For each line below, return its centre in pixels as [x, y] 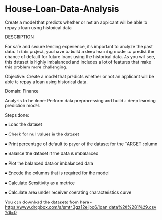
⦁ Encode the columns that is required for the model [57, 173]
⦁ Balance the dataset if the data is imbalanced [52, 153]
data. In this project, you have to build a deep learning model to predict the [80, 51]
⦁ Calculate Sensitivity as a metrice [40, 183]
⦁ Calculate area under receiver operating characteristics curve [68, 192]
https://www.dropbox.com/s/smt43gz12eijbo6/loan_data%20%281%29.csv [81, 207]
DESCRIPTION [19, 37]
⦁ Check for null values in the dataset [42, 134]
